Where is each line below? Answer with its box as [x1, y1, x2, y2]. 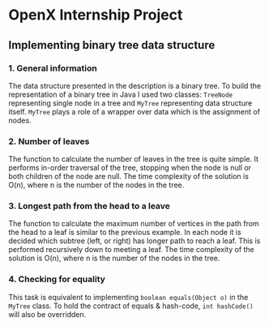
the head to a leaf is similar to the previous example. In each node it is [8, 228, 241, 237]
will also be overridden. [8, 309, 87, 319]
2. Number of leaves [8, 136, 90, 147]
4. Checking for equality [8, 274, 105, 285]
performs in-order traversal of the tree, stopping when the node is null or [8, 163, 252, 172]
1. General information [8, 63, 97, 74]
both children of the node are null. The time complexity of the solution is [8, 172, 250, 181]
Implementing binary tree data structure [8, 38, 216, 52]
